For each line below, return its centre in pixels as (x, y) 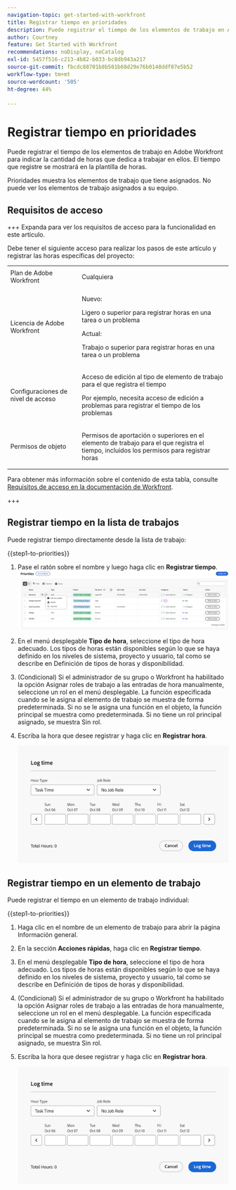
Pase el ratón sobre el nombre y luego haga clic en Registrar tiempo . (117, 566)
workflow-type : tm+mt (39, 74)
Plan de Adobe (32, 273)
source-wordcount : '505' (44, 82)
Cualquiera (98, 277)
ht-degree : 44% (29, 89)
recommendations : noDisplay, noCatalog (66, 52)
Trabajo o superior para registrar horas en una (149, 347)
